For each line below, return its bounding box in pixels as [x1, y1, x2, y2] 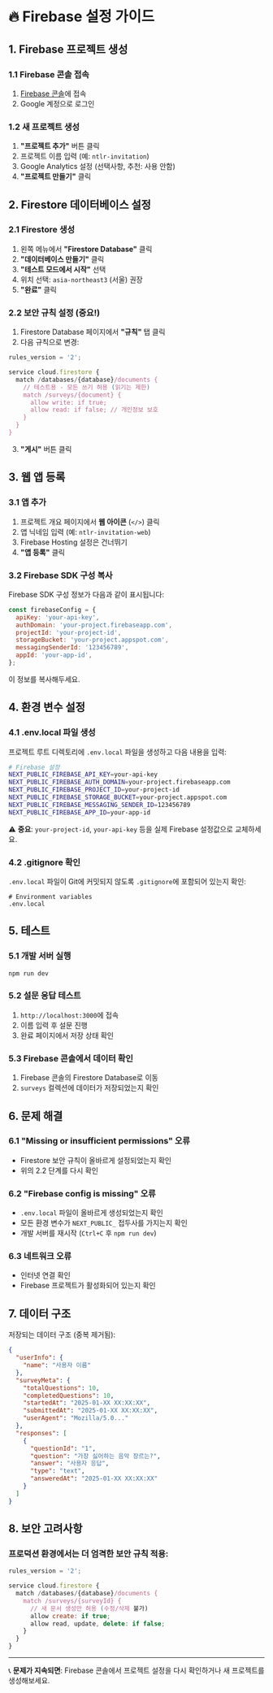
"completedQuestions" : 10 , [23, 1391, 115, 1400]
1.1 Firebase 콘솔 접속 [8, 68, 89, 80]
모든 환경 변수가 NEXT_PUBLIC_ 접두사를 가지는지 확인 [19, 1218, 188, 1228]
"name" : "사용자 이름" [23, 1361, 92, 1370]
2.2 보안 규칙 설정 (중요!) [8, 306, 100, 318]
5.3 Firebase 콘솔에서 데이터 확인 [8, 1053, 134, 1064]
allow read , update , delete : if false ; [29, 1619, 165, 1628]
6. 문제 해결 [8, 1109, 63, 1122]
